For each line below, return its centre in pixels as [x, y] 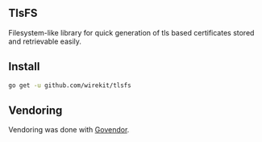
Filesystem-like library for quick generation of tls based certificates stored [131, 32]
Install [24, 67]
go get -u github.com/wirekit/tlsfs [70, 85]
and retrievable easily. [45, 41]
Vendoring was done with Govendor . [69, 130]
